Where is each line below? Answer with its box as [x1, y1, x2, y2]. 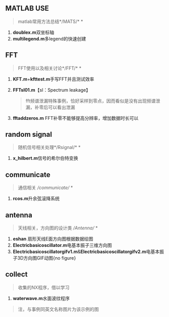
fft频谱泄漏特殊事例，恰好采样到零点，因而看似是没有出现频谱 [25, 97, 156, 104]
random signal [5, 130, 52, 139]
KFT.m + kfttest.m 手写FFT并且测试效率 [12, 76, 95, 82]
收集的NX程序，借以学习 [17, 284, 70, 290]
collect [5, 270, 28, 279]
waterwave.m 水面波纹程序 [12, 295, 70, 301]
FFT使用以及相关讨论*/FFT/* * [17, 65, 82, 71]
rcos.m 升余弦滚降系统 [12, 196, 60, 202]
